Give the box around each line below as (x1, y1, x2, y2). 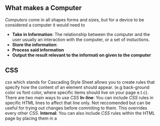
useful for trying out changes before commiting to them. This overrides (5, 105, 147, 111)
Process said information (12, 47, 64, 53)
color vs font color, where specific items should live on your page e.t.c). (5, 90, 149, 95)
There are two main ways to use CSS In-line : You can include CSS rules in (5, 94, 154, 100)
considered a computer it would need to (5, 22, 85, 28)
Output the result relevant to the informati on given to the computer (12, 52, 151, 58)
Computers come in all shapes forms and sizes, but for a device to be (5, 17, 144, 22)
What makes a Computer (5, 4, 82, 12)
